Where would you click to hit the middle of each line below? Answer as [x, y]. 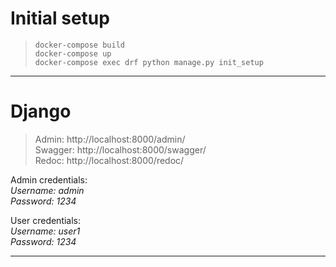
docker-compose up [73, 53]
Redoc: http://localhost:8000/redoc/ [109, 160]
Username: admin [47, 190]
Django [41, 111]
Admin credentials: [49, 179]
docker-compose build [79, 45]
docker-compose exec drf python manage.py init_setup [149, 62]
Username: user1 [45, 231]
